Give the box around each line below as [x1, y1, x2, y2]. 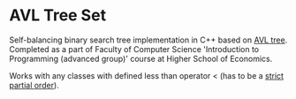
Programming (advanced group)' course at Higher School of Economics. [9, 53, 273, 64]
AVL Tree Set [9, 5, 107, 26]
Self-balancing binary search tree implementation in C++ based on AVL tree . [9, 34, 288, 45]
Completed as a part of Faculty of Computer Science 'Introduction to [9, 43, 259, 54]
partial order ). [9, 80, 59, 90]
